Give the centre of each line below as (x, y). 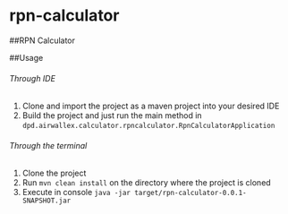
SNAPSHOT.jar (47, 201)
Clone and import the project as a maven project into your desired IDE (151, 106)
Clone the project (54, 173)
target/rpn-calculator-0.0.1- (191, 193)
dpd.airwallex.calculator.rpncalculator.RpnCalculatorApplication (148, 126)
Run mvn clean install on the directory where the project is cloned (146, 183)
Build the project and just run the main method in (112, 116)
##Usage (26, 57)
